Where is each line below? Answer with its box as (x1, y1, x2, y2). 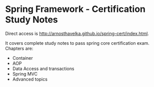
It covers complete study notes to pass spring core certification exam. (5, 40, 150, 46)
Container (12, 55, 33, 61)
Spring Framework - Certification (5, 3, 146, 15)
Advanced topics (12, 76, 47, 82)
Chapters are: (5, 45, 33, 51)
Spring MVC (12, 71, 38, 77)
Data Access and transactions (12, 66, 74, 72)
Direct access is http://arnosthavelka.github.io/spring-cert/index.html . (5, 30, 149, 36)
